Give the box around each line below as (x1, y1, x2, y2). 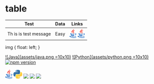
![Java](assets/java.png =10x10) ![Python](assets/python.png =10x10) (5, 54, 149, 60)
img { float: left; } (5, 44, 40, 50)
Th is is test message (7, 30, 51, 36)
